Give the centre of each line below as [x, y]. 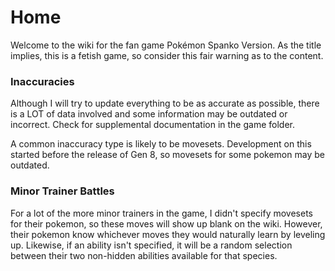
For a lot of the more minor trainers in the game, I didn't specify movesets [161, 213]
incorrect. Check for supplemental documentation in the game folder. [152, 125]
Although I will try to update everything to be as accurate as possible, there [165, 103]
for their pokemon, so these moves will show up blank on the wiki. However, [166, 223]
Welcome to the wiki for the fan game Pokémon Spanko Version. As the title [166, 45]
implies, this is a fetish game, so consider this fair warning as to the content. [167, 55]
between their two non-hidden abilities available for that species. [144, 255]
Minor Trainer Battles [62, 191]
